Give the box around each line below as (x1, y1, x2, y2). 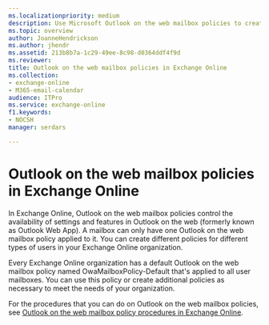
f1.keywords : (8, 109, 52, 117)
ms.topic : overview (8, 26, 74, 34)
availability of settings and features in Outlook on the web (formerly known (8, 217, 255, 227)
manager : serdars (8, 123, 66, 131)
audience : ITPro (8, 94, 62, 102)
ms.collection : (8, 71, 59, 79)
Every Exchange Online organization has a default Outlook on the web (8, 258, 239, 267)
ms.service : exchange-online (8, 101, 106, 109)
